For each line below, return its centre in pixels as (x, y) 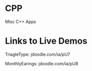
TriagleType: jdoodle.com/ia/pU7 (38, 54)
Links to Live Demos (46, 41)
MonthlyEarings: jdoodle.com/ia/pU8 (42, 63)
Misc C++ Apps (21, 22)
